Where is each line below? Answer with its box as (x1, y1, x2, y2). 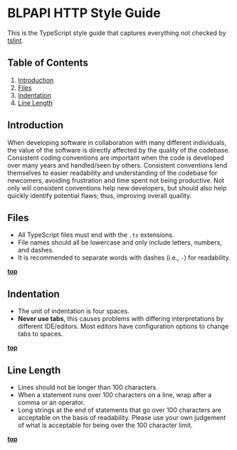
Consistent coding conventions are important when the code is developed (7, 153, 224, 162)
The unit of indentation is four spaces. (17, 307, 130, 315)
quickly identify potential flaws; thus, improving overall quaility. (7, 191, 192, 200)
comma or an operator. (17, 398, 85, 406)
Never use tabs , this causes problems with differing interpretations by (17, 315, 224, 323)
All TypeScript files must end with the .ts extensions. (17, 230, 174, 240)
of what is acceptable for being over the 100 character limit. (17, 421, 194, 429)
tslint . (7, 36, 23, 44)
